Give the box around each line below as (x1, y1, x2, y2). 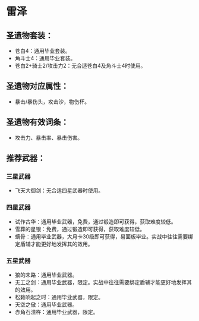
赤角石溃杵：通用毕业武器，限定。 (14, 308, 99, 315)
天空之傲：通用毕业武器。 (14, 301, 78, 308)
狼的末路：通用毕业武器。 (14, 271, 78, 278)
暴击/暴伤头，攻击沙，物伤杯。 (14, 98, 90, 105)
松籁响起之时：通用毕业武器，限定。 (14, 293, 104, 300)
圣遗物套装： (6, 30, 53, 40)
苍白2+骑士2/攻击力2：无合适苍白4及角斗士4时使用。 (14, 62, 146, 69)
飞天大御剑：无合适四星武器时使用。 (14, 187, 104, 194)
